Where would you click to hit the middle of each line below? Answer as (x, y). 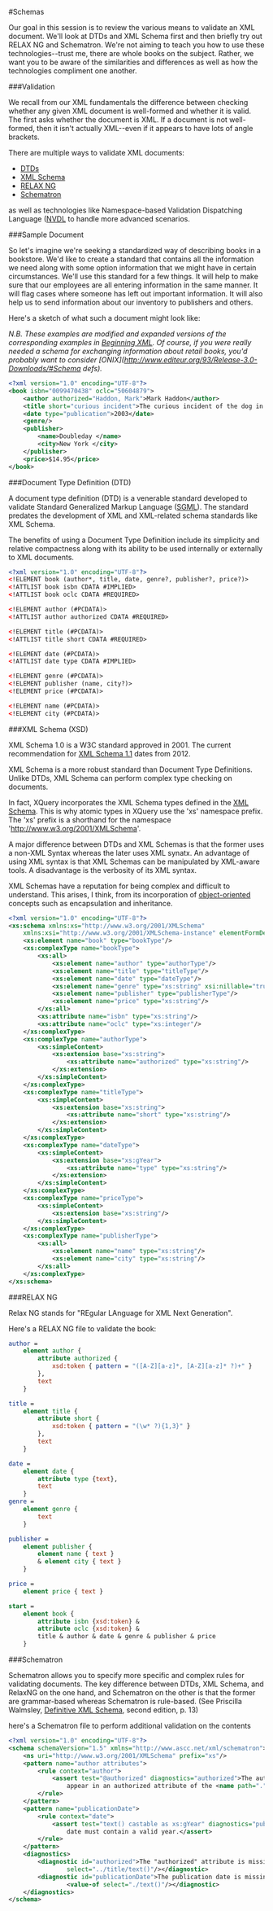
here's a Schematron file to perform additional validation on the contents (130, 1726)
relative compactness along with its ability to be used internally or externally (136, 548)
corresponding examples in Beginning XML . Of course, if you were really (130, 342)
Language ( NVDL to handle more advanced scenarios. (100, 219)
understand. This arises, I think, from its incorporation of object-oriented (130, 894)
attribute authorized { (78, 1359)
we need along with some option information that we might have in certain (132, 267)
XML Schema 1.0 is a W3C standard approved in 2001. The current (120, 745)
